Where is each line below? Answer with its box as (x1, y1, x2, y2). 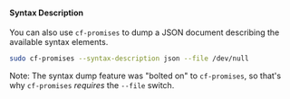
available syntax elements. (9, 37, 109, 48)
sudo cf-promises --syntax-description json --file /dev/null (9, 54, 249, 63)
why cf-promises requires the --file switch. (9, 80, 175, 91)
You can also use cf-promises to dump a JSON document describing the (9, 27, 280, 38)
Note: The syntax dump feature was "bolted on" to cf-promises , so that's (9, 70, 282, 81)
